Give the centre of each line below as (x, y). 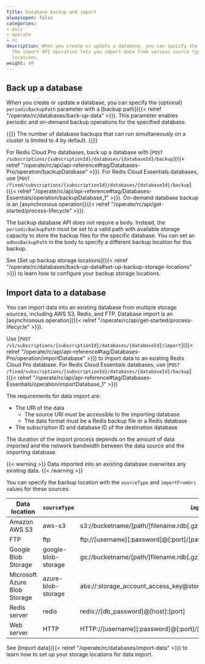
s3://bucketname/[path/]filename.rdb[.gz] (140, 526)
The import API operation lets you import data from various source (101, 52)
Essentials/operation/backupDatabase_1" (58, 198)
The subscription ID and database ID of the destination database (96, 427)
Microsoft (23, 575)
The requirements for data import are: (54, 396)
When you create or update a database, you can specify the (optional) (95, 103)
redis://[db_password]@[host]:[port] (133, 611)
